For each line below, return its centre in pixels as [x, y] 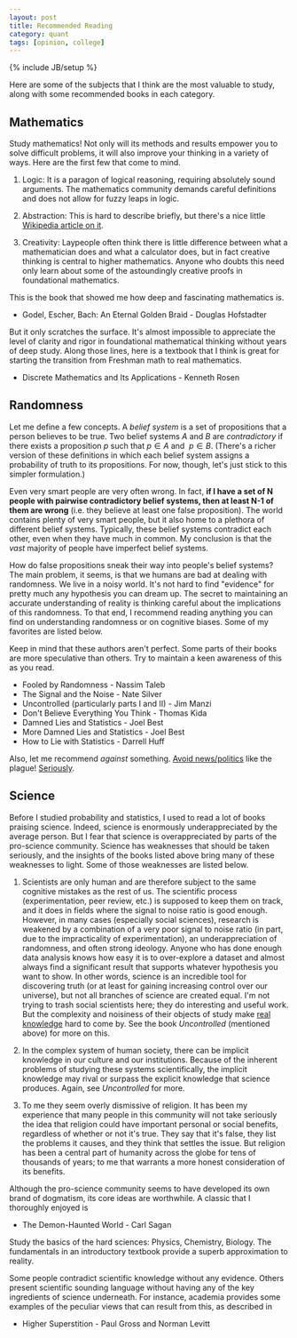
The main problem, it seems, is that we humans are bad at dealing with [138, 574]
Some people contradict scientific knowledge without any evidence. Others [147, 1278]
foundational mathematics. [70, 280]
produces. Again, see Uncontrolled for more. [103, 1088]
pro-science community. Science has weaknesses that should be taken [140, 845]
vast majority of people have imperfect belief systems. [109, 548]
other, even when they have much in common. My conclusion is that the [141, 538]
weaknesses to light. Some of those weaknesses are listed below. [129, 864]
